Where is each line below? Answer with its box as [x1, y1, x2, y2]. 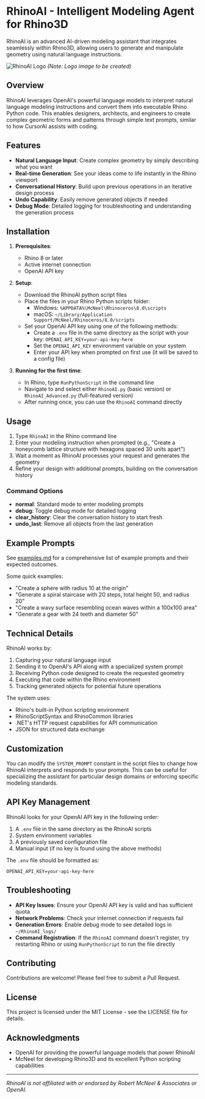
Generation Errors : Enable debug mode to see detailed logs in [15, 921, 172, 928]
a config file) [33, 355, 66, 363]
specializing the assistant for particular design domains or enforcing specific [6, 772, 199, 780]
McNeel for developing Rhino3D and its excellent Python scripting [15, 1055, 181, 1062]
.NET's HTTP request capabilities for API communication [15, 719, 157, 727]
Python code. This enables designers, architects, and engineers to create [6, 109, 191, 117]
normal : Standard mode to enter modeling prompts [15, 500, 144, 508]
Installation [6, 226, 50, 236]
